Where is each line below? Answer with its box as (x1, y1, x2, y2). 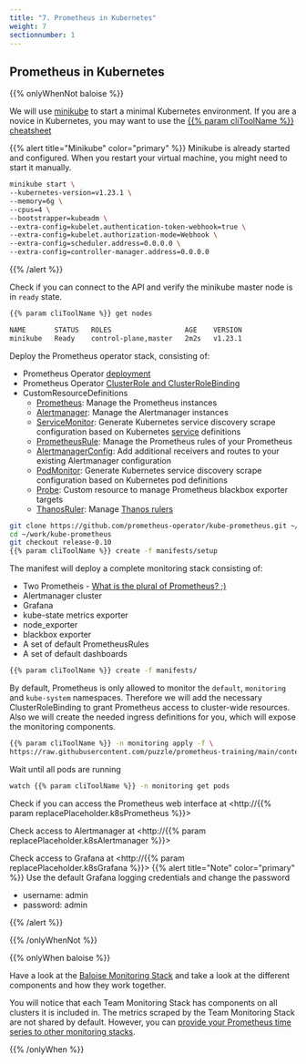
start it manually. (9, 162, 72, 173)
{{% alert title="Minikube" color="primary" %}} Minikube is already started (9, 143, 291, 154)
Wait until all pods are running (9, 763, 121, 774)
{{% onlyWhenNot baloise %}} (9, 88, 125, 99)
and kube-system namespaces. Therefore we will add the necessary (9, 692, 262, 703)
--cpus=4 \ (9, 205, 51, 214)
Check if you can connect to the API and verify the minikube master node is (9, 281, 293, 292)
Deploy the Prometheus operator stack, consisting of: (9, 350, 210, 361)
